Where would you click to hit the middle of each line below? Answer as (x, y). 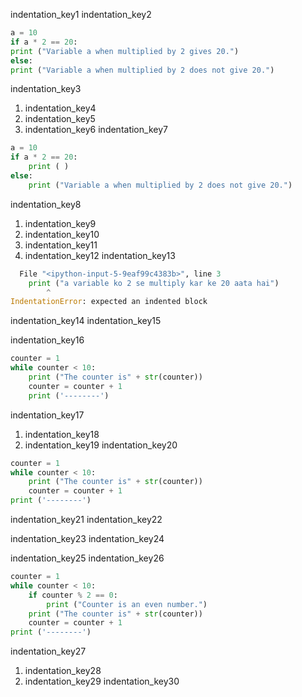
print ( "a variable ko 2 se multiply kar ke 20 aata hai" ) (154, 283)
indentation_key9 (60, 223)
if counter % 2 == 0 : (73, 595)
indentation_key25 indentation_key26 (87, 558)
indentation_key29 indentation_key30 (102, 681)
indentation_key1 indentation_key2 (81, 14)
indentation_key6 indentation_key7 (96, 130)
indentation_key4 (60, 108)
